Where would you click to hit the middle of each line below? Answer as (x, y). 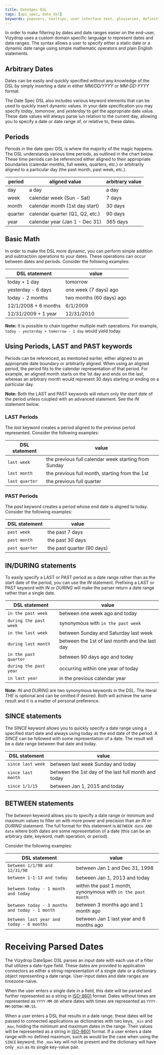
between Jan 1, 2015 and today (87, 786)
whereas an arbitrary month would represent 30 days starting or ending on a (82, 379)
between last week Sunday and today (93, 764)
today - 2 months (28, 298)
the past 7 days (65, 532)
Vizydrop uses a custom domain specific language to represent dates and (79, 38)
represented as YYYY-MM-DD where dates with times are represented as (75, 1001)
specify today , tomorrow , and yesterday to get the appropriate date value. (80, 111)
